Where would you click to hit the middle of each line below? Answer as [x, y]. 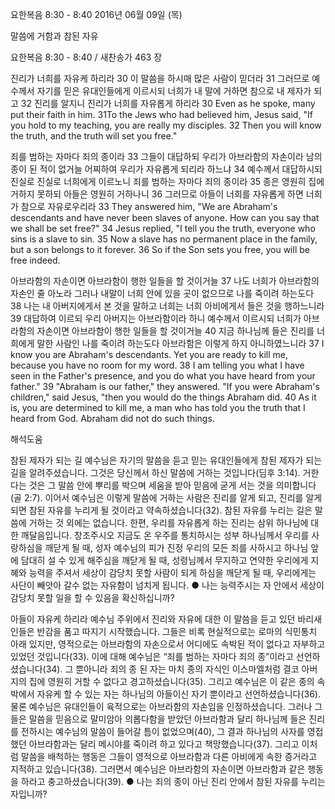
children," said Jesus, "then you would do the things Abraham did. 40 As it [163, 397]
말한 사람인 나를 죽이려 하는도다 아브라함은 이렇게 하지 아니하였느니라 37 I [180, 343]
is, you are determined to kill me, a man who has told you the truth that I [158, 407]
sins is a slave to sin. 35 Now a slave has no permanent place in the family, [164, 239]
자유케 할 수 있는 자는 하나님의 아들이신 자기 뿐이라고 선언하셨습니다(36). [178, 694]
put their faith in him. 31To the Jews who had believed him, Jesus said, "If [161, 114]
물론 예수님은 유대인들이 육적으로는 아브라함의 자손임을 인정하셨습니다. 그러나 [161, 706]
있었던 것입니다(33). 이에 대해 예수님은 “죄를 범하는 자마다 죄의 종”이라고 [152, 656]
